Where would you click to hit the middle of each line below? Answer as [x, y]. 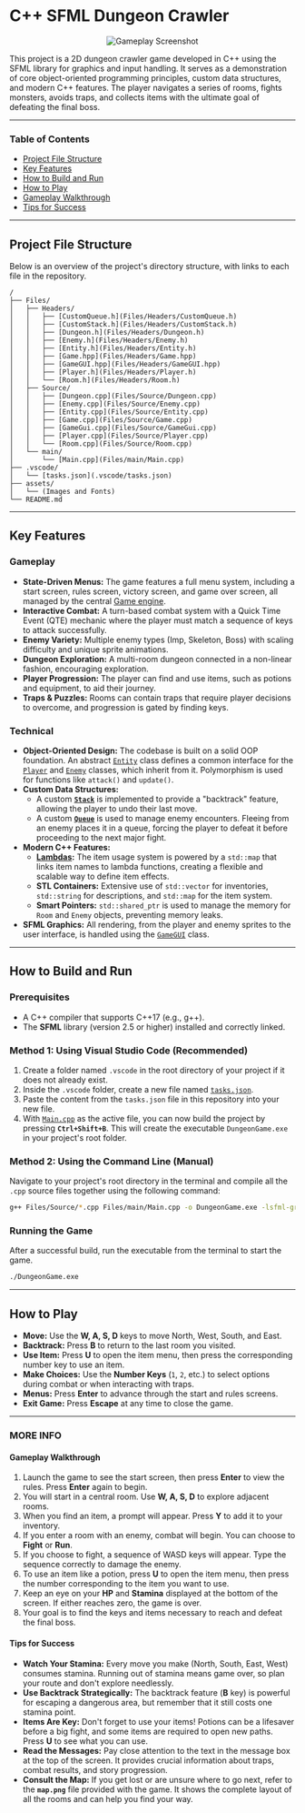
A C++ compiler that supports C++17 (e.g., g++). [113, 1017]
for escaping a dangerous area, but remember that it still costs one [147, 1702]
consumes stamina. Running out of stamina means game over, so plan [153, 1673]
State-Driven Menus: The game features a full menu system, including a [158, 581]
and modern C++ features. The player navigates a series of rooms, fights [146, 87]
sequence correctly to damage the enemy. [102, 1565]
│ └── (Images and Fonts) [63, 492]
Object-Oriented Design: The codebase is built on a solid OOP [140, 750]
